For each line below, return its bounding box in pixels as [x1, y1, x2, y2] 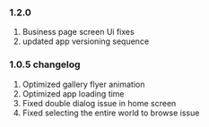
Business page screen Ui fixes [22, 27, 135, 38]
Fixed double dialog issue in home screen [22, 97, 177, 108]
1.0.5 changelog [9, 58, 81, 71]
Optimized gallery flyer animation [22, 79, 145, 89]
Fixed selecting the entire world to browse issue [22, 107, 200, 118]
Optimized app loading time [22, 88, 125, 99]
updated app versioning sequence [22, 36, 150, 47]
